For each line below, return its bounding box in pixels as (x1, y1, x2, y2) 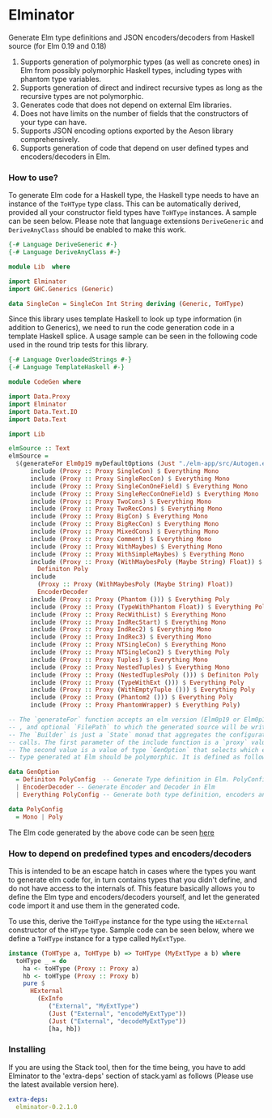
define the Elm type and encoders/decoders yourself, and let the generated (8, 892, 261, 901)
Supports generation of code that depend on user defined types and (19, 143, 249, 153)
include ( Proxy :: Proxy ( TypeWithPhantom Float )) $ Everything (29, 603, 252, 611)
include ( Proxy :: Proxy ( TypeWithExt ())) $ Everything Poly (29, 678, 244, 686)
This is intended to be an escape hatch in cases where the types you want (8, 866, 257, 875)
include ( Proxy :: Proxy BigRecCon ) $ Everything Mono (29, 520, 219, 528)
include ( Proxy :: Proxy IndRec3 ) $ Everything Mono (29, 633, 212, 642)
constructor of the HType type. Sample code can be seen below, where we (8, 925, 255, 935)
